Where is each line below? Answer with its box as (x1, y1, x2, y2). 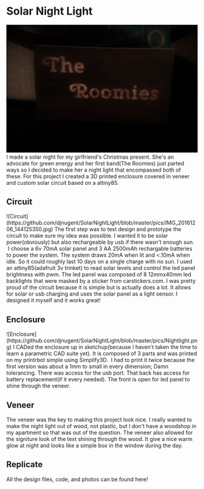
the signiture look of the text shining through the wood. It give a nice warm (6, 435, 193, 443)
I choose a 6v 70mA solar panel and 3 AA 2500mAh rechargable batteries (7, 245, 192, 252)
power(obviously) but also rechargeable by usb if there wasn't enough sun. (6, 238, 194, 246)
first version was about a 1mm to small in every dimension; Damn (6, 363, 169, 370)
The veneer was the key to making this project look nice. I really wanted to (6, 416, 192, 423)
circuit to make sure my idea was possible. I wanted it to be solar (6, 232, 168, 240)
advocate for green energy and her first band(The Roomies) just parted (6, 159, 185, 167)
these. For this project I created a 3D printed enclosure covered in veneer (6, 172, 190, 180)
